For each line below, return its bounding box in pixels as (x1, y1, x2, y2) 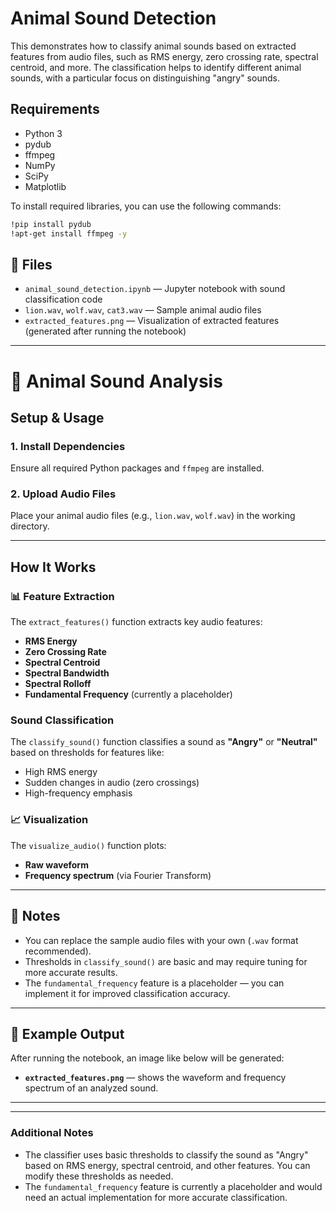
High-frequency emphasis (24, 787, 133, 799)
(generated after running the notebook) (24, 325, 187, 337)
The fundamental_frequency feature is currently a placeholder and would (24, 1180, 323, 1192)
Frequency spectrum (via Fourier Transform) (24, 869, 212, 881)
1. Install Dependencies (10, 439, 126, 453)
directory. (10, 520, 50, 532)
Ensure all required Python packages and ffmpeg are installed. (10, 462, 265, 474)
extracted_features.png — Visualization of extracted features (24, 315, 280, 327)
